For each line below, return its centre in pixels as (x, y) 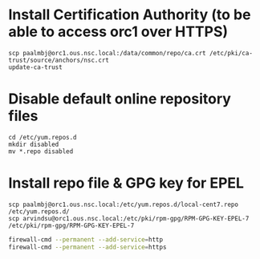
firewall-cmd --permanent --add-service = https (87, 247)
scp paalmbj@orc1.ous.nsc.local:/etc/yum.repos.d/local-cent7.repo (124, 204)
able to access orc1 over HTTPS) (118, 32)
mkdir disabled (34, 144)
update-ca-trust (35, 67)
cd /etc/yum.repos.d (43, 137)
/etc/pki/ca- (231, 53)
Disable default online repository (120, 99)
